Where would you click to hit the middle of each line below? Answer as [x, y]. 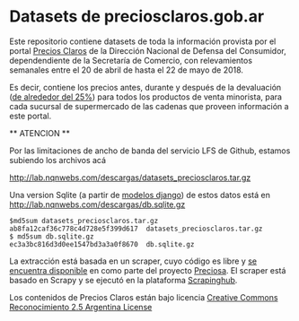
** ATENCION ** [40, 133]
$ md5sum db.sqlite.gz [52, 236]
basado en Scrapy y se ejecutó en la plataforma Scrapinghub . [123, 280]
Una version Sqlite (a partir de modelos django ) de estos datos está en [140, 195]
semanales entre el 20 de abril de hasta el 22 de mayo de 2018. [127, 70]
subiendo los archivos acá [57, 160]
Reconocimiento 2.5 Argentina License [81, 307]
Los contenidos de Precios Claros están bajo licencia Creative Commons [144, 297]
